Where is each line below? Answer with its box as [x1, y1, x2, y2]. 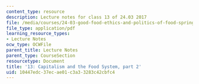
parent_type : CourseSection [6, 53, 76, 59]
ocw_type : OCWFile [6, 42, 52, 48]
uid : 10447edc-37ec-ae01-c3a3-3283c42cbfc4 [6, 69, 115, 75]
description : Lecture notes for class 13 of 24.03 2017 [6, 14, 147, 20]
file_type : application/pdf [6, 25, 76, 31]
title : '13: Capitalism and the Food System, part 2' [6, 63, 142, 70]
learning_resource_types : [6, 31, 70, 37]
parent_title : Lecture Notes [6, 47, 78, 53]
